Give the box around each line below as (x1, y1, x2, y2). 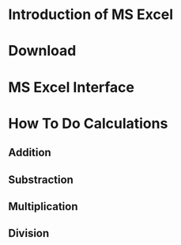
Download (8, 42, 77, 60)
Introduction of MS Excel (8, 6, 174, 24)
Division (8, 227, 50, 240)
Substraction (8, 173, 74, 186)
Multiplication (8, 200, 78, 213)
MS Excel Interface (8, 78, 135, 96)
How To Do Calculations (8, 114, 168, 132)
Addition (8, 146, 51, 159)
